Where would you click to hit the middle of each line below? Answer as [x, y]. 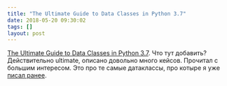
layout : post [26, 33]
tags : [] [20, 27]
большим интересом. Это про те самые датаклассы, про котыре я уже [114, 68]
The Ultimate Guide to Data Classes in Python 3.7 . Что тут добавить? [107, 53]
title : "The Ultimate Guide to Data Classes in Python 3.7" [97, 14]
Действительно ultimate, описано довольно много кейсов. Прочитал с [113, 61]
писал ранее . [27, 76]
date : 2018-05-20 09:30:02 [47, 20]
